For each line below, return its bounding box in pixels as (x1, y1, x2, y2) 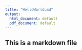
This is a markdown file (5, 38, 77, 47)
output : (5, 12, 21, 17)
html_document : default (9, 16, 58, 21)
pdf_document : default (9, 20, 56, 26)
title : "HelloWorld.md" (5, 7, 54, 12)
